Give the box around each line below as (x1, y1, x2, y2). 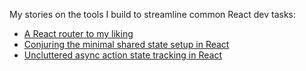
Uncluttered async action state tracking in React (23, 49, 222, 61)
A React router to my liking (23, 28, 134, 39)
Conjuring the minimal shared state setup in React (23, 39, 230, 50)
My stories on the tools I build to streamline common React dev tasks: (9, 9, 297, 20)
